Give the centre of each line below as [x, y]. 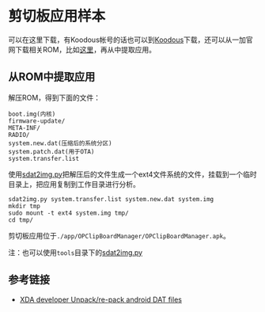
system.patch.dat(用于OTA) [51, 151]
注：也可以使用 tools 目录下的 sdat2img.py [76, 252]
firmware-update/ [37, 121]
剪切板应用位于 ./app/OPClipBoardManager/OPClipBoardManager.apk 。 [119, 235]
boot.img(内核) [32, 114]
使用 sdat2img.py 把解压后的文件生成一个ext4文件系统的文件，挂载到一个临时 [132, 174]
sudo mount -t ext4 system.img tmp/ [68, 213]
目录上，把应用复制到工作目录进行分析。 [74, 184]
